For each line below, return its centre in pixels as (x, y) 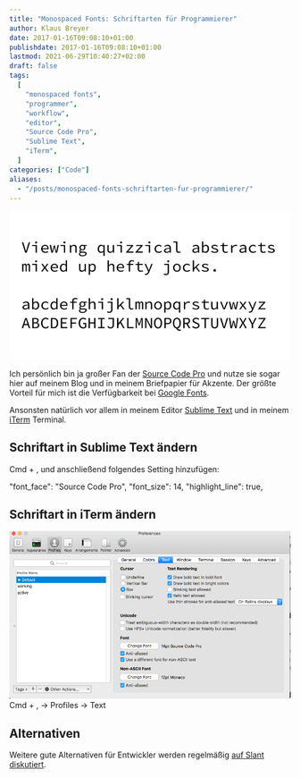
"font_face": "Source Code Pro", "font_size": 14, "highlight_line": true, (136, 486)
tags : (19, 76)
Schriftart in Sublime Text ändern (104, 448)
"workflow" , (47, 113)
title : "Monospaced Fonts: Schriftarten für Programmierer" (124, 19)
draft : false (33, 66)
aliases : (25, 179)
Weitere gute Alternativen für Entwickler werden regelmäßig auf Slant (137, 755)
